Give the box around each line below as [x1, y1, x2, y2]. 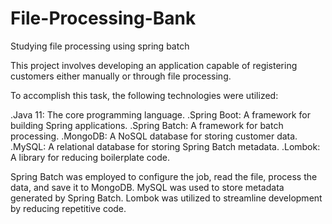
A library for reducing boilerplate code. [10, 151, 170, 163]
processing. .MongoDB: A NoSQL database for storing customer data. [10, 130, 298, 142]
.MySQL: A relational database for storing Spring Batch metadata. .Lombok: [10, 140, 321, 152]
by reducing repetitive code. [10, 202, 127, 214]
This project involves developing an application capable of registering [10, 59, 298, 71]
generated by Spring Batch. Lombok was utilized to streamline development [10, 192, 323, 204]
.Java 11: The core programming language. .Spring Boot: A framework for [10, 108, 311, 121]
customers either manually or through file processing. [10, 70, 232, 82]
